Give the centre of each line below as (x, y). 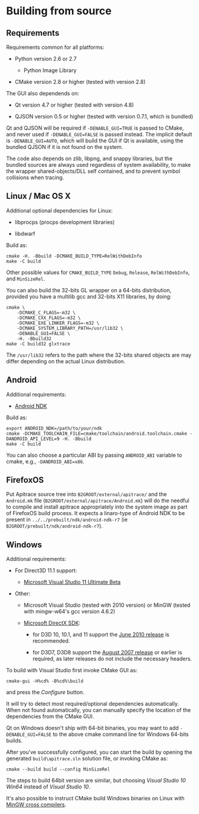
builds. (14, 741)
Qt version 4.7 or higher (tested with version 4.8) (74, 105)
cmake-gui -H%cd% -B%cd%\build (45, 681)
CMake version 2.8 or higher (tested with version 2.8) (80, 82)
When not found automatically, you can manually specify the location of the (99, 710)
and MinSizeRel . (26, 279)
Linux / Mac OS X (39, 196)
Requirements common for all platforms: (55, 47)
